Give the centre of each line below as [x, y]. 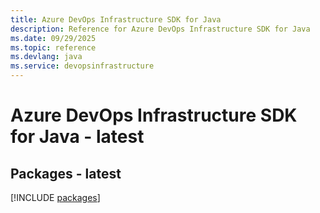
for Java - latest [77, 137]
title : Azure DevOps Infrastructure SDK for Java [116, 19]
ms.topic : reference [53, 47]
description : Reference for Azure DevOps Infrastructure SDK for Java [160, 29]
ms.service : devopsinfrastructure [82, 66]
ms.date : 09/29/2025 [53, 38]
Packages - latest [66, 173]
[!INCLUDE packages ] [55, 197]
